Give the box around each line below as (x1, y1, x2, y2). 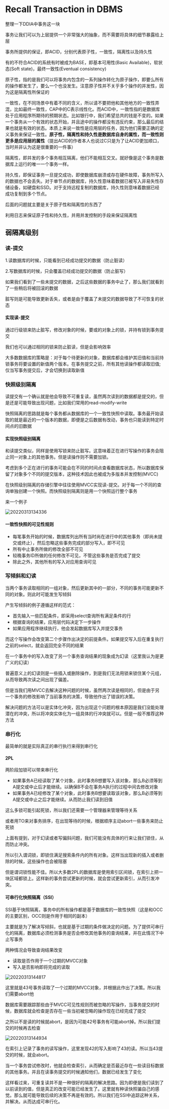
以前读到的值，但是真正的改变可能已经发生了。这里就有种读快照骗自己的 (5, 1086, 155, 1092)
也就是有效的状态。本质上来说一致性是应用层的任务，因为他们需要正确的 (9, 125, 159, 131)
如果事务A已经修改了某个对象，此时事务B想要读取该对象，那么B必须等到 (12, 790, 162, 796)
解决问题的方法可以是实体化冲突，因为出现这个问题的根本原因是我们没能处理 (5, 704, 164, 710)
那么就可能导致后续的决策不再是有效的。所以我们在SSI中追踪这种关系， (14, 1092, 162, 1098)
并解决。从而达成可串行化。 (5, 1098, 63, 1104)
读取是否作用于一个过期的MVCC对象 (12, 957, 88, 964)
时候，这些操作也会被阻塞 (14, 859, 67, 865)
